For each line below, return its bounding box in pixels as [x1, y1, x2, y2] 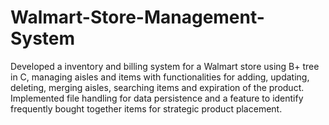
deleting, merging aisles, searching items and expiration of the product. [10, 81, 305, 93]
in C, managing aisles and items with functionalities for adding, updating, [10, 71, 310, 83]
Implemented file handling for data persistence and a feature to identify [10, 92, 304, 104]
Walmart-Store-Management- [10, 6, 265, 29]
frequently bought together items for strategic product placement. [10, 102, 283, 115]
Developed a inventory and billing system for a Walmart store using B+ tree [10, 60, 320, 72]
